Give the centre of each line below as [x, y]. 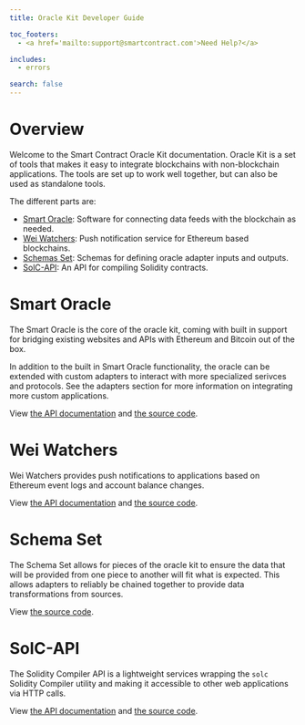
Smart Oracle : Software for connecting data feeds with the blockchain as [159, 219]
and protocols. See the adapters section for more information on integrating [151, 386]
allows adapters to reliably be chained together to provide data [127, 584]
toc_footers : [34, 34]
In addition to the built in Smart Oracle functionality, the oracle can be [140, 367]
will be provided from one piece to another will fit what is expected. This [145, 575]
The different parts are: [53, 201]
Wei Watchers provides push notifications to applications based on [135, 475]
